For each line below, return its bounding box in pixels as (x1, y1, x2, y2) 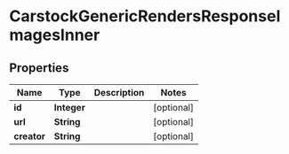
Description (93, 87, 145, 98)
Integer (53, 102, 86, 113)
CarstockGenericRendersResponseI (9, 6, 281, 27)
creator (13, 130, 46, 142)
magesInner (9, 25, 100, 45)
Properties (9, 60, 69, 75)
